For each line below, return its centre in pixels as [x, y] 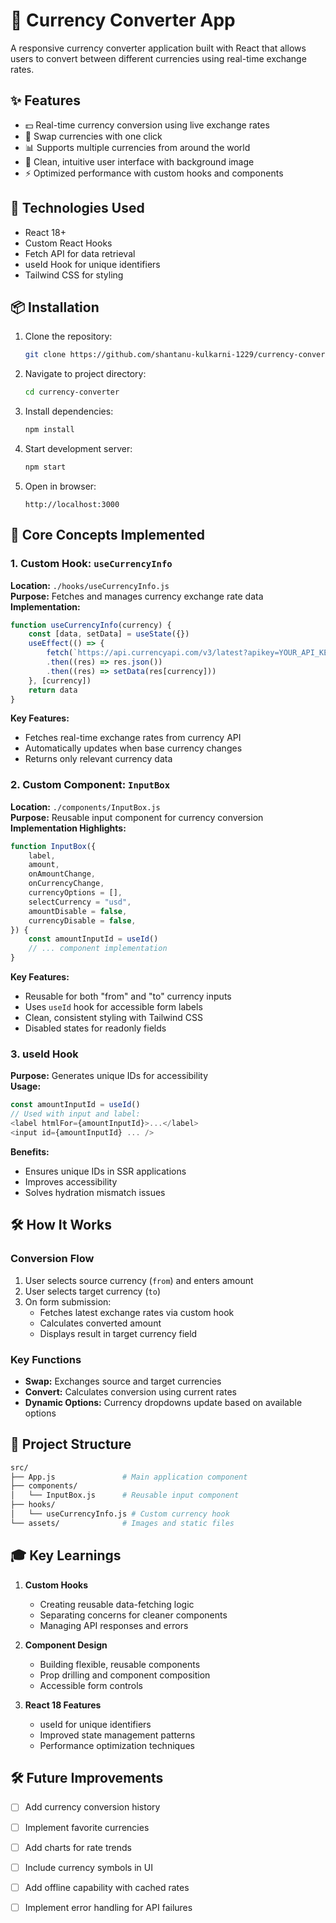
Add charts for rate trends [78, 1847]
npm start [45, 467]
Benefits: [30, 1151]
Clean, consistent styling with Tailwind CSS [113, 1018]
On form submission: [68, 1301]
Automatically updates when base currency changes [133, 748]
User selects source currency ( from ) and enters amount [139, 1280]
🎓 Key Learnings [66, 1555]
